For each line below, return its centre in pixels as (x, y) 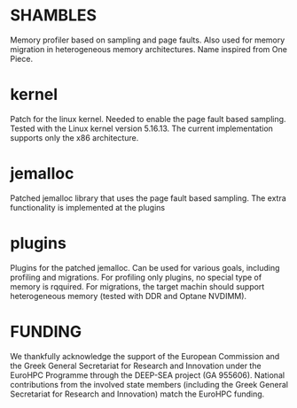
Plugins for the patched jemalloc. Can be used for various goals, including (145, 267)
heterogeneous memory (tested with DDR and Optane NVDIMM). (129, 296)
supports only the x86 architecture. (74, 137)
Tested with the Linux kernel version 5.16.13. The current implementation (142, 128)
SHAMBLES (53, 15)
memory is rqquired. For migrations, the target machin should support (137, 286)
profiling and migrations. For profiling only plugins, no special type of (136, 277)
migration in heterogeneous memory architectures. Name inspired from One (148, 49)
